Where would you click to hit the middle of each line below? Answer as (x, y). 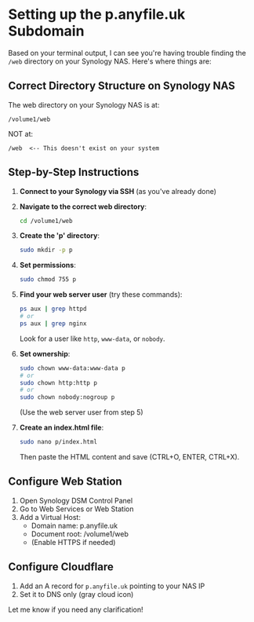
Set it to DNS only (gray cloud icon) (76, 594)
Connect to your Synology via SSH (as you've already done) (118, 191)
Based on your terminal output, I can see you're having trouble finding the (127, 53)
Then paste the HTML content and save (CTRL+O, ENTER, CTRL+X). (129, 457)
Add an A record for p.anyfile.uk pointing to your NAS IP (112, 586)
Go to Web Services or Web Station (76, 509)
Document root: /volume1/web (80, 534)
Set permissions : (47, 265)
